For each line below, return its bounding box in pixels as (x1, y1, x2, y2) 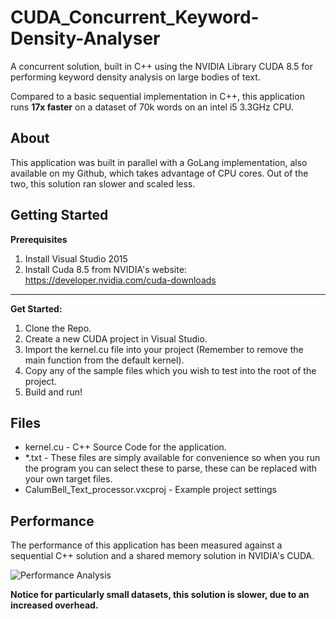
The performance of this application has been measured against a (10, 539, 283, 551)
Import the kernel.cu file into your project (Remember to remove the (24, 343, 304, 355)
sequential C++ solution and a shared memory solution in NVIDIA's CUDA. (10, 550, 315, 562)
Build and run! (24, 386, 83, 398)
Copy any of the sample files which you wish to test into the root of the (24, 364, 317, 376)
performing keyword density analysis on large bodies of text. (10, 71, 261, 83)
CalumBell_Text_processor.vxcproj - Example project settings (24, 484, 277, 496)
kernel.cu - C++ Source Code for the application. (24, 441, 227, 453)
